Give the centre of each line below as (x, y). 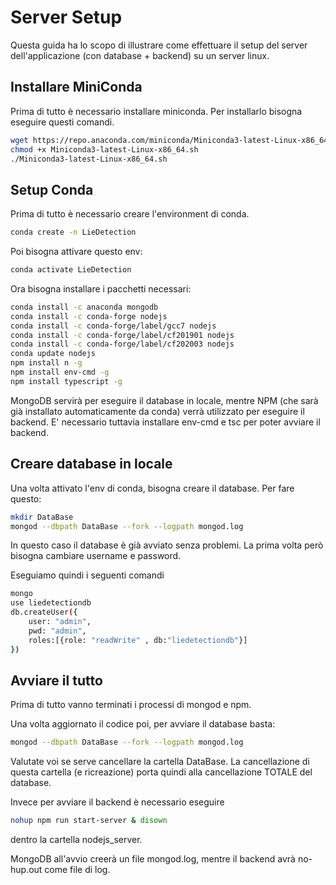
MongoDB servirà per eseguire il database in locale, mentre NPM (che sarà (164, 400)
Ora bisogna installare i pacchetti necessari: (101, 288)
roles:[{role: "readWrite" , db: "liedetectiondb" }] (138, 640)
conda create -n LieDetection (73, 232)
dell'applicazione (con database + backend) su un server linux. (140, 55)
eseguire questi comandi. (62, 122)
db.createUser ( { (44, 612)
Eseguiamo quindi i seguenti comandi (87, 575)
